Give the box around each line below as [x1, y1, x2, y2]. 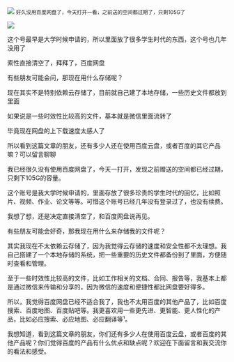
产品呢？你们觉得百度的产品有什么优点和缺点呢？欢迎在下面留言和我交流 [13, 338, 221, 347]
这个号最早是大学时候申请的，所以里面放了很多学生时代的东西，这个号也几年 [7, 35, 227, 43]
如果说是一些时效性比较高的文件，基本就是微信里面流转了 [7, 112, 172, 120]
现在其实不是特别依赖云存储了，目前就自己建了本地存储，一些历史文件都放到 [7, 89, 227, 96]
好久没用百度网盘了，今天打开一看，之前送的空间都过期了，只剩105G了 [15, 9, 186, 16]
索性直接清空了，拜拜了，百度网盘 [7, 59, 105, 67]
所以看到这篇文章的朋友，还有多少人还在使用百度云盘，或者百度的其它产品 [7, 142, 221, 149]
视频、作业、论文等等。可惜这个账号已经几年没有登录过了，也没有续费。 [19, 197, 227, 205]
